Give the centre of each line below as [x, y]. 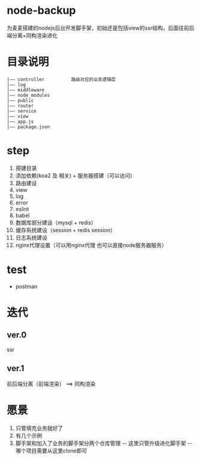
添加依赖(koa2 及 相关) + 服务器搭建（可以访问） [75, 176]
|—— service [22, 111]
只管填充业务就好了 [39, 428]
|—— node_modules [28, 95]
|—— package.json [28, 127]
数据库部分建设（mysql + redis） [56, 222]
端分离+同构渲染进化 [32, 35]
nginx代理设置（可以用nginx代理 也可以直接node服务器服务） [91, 245]
